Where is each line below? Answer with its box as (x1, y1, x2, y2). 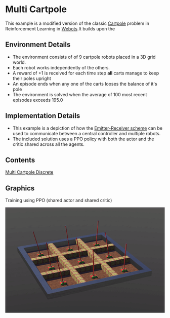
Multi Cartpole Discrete (5, 169, 54, 175)
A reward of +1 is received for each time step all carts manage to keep (12, 70, 159, 76)
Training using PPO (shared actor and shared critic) (5, 197, 112, 204)
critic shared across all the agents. (12, 141, 85, 147)
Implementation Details (5, 111, 80, 120)
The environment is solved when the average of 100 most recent (12, 91, 147, 97)
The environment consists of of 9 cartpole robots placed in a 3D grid (12, 54, 156, 60)
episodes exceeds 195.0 (12, 97, 63, 103)
